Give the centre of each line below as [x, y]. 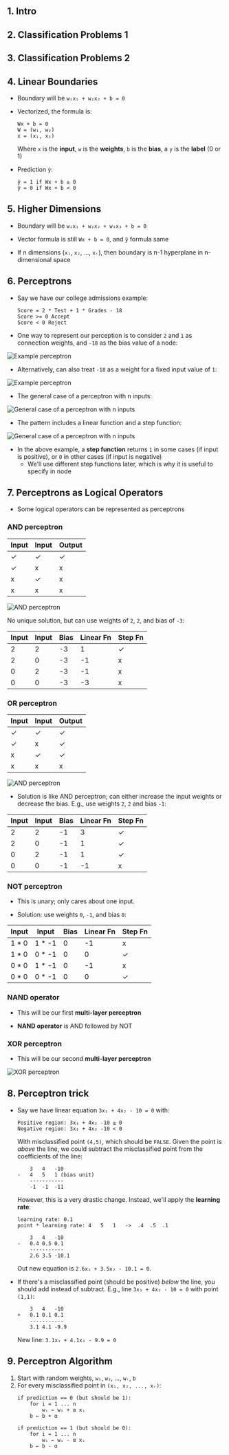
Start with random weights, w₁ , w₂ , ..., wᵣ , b [76, 1378]
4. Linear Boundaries [53, 82]
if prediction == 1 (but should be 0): [74, 1428]
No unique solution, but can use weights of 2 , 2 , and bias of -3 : [96, 620]
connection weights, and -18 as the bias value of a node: [97, 343]
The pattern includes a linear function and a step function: [99, 422]
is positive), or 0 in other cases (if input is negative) [89, 456]
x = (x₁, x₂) [36, 136]
